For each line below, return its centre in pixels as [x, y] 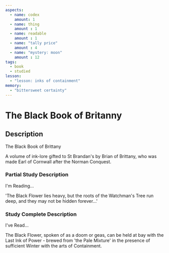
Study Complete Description [41, 214]
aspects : [14, 10]
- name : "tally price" [34, 43]
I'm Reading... [20, 185]
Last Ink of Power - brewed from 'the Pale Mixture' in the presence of [78, 241]
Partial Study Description [37, 175]
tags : [11, 62]
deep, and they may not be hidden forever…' [52, 201]
